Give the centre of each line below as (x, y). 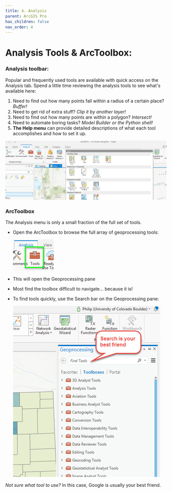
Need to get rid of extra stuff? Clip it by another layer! (69, 111)
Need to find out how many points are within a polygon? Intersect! (82, 117)
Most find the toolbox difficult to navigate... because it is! (73, 289)
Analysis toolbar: (27, 69)
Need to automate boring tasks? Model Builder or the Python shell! (83, 122)
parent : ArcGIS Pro (26, 16)
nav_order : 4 (19, 27)
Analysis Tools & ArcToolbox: (69, 53)
